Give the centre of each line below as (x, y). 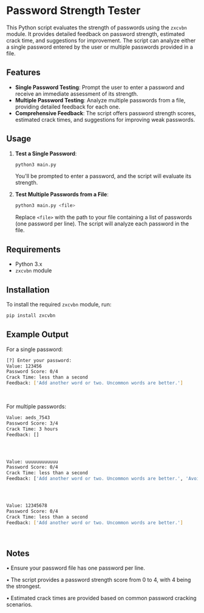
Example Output (37, 335)
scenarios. (19, 604)
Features (23, 73)
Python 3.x (29, 264)
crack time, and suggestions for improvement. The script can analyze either (101, 40)
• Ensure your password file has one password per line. (76, 568)
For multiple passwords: (36, 406)
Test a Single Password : (46, 154)
